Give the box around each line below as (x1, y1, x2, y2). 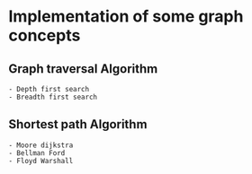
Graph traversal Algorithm (8, 61, 158, 76)
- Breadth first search (8, 92, 98, 101)
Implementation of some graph (8, 6, 244, 27)
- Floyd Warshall (8, 156, 74, 165)
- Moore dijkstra (8, 141, 74, 150)
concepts (8, 25, 81, 46)
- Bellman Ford (8, 148, 66, 158)
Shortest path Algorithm (8, 117, 148, 132)
